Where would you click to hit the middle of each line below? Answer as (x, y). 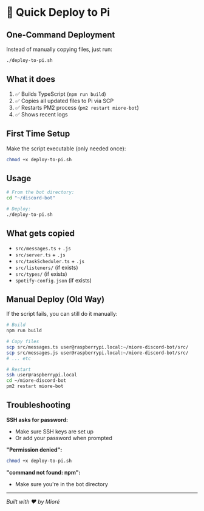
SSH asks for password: (37, 419)
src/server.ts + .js (40, 255)
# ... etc (19, 358)
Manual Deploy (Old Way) (56, 299)
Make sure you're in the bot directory (61, 484)
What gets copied (40, 234)
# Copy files (23, 342)
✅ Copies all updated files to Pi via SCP (64, 101)
